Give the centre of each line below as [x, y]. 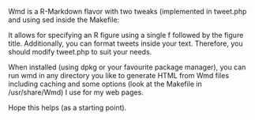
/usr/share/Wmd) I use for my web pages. [76, 92]
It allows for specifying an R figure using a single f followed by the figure [126, 35]
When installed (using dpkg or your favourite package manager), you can [127, 67]
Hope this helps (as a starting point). [67, 107]
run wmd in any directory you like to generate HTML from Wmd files [119, 75]
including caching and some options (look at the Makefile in [105, 84]
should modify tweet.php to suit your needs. [80, 52]
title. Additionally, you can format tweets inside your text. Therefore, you [126, 43]
